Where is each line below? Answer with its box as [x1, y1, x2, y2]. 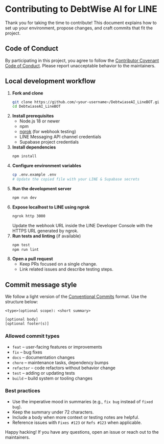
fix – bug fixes [12, 349, 43, 355]
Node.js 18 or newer [19, 118, 60, 124]
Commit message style [5, 280, 77, 289]
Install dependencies [12, 144, 56, 150]
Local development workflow [5, 77, 96, 86]
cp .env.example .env [12, 172, 56, 178]
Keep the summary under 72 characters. [12, 409, 94, 415]
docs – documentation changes [12, 354, 75, 360]
